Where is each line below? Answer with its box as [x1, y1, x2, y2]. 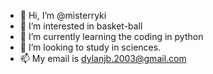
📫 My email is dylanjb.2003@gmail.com [19, 53, 187, 64]
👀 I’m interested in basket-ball [19, 20, 143, 32]
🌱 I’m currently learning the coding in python [19, 31, 204, 42]
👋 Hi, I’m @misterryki [19, 10, 107, 21]
